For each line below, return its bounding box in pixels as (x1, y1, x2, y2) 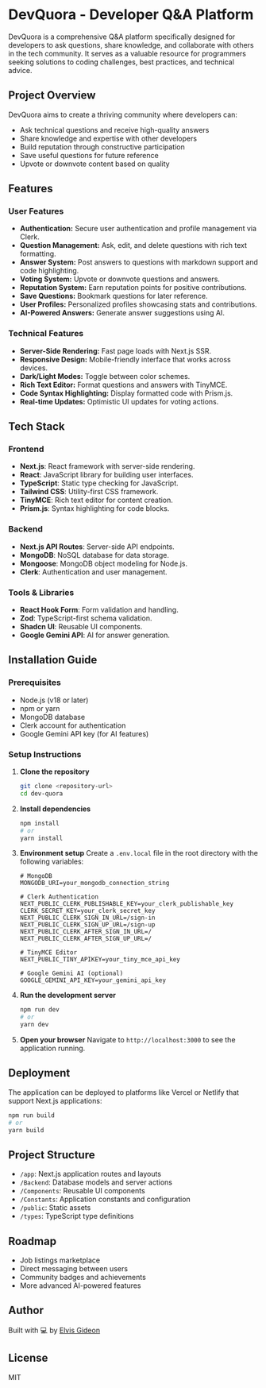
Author (8, 1304, 44, 1317)
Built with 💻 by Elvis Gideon (8, 1325, 101, 1335)
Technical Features (8, 328, 84, 339)
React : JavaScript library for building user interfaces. (19, 470, 194, 480)
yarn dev (19, 1021, 49, 1029)
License (8, 1351, 48, 1365)
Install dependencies (19, 804, 91, 814)
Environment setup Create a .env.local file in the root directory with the (19, 849, 258, 858)
